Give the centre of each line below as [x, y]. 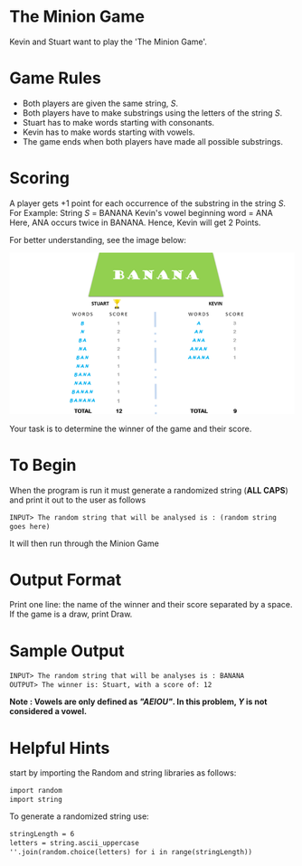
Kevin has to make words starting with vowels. [109, 132]
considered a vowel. [48, 711]
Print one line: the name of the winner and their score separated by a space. [151, 605]
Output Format [66, 579]
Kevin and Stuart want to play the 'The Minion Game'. [109, 42]
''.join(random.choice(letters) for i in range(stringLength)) [131, 852]
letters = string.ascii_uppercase [75, 843]
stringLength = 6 [42, 834]
